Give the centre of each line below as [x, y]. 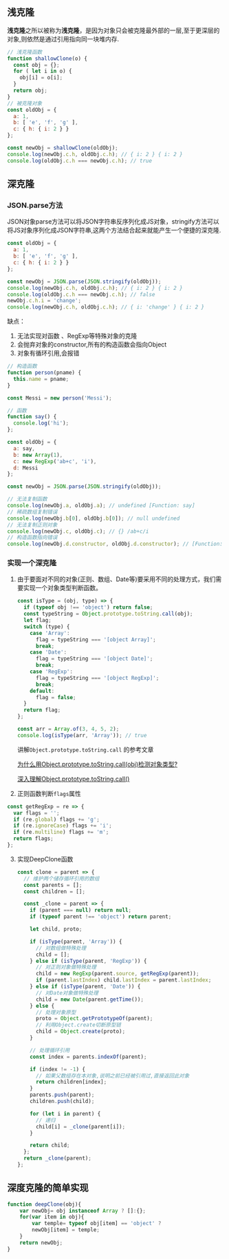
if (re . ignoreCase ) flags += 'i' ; [63, 826]
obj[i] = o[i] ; [41, 78]
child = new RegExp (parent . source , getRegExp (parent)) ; [117, 974]
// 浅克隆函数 [25, 52]
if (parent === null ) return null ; [81, 910]
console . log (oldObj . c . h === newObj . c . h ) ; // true [80, 161]
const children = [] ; [55, 891]
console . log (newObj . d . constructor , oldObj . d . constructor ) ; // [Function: [115, 544]
